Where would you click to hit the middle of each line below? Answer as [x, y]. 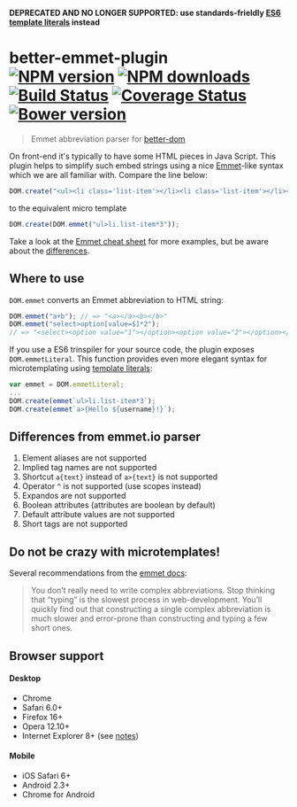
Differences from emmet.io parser [105, 437]
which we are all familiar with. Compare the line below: [108, 175]
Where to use [47, 279]
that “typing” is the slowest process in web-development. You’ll [146, 600]
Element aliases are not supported [84, 458]
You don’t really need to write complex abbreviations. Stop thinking [153, 590]
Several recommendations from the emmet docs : [98, 573]
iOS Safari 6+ [46, 776]
